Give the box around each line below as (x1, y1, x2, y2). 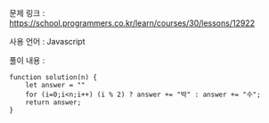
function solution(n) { (9, 73, 98, 82)
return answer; (25, 98, 82, 107)
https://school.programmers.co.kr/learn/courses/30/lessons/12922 (9, 18, 256, 29)
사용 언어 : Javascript (9, 37, 86, 46)
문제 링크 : (9, 8, 45, 18)
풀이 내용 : (9, 55, 45, 65)
